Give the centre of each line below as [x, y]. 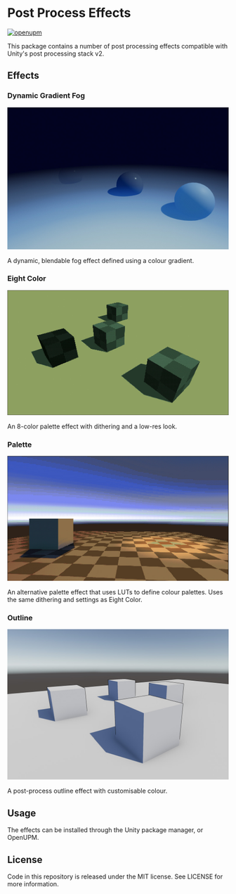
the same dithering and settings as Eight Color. [75, 599]
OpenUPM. [23, 838]
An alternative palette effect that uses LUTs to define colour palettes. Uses [115, 592]
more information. [33, 884]
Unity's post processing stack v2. [56, 53]
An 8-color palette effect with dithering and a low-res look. [92, 426]
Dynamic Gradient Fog [46, 96]
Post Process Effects [69, 13]
